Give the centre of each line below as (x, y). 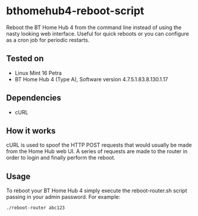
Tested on (25, 58)
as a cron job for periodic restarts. (48, 40)
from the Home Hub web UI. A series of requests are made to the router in (97, 151)
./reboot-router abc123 (36, 208)
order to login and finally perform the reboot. (61, 158)
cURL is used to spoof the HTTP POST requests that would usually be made (99, 145)
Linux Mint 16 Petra (38, 73)
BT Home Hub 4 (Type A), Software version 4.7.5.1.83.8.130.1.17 (91, 79)
